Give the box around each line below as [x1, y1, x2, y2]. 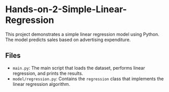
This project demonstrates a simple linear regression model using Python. [5, 31, 160, 37]
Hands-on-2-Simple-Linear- [5, 4, 127, 15]
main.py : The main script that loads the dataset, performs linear [12, 65, 146, 71]
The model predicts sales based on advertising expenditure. [5, 37, 131, 43]
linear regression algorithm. [12, 81, 71, 87]
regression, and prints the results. [12, 70, 83, 76]
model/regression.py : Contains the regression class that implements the [12, 75, 164, 82]
